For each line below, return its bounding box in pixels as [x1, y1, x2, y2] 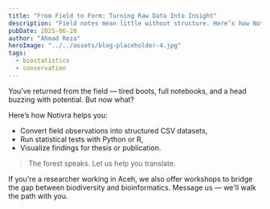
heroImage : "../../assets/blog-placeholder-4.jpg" [8, 42, 182, 50]
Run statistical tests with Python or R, [19, 134, 144, 144]
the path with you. [8, 191, 68, 201]
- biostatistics [15, 57, 70, 65]
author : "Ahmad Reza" [8, 34, 81, 43]
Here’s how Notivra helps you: [8, 110, 108, 120]
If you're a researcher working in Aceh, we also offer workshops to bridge [8, 174, 253, 183]
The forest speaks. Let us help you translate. [27, 158, 176, 168]
